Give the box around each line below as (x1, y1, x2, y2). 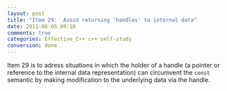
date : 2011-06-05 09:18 (7, 23, 76, 30)
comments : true (7, 29, 51, 37)
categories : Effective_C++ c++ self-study (7, 36, 132, 43)
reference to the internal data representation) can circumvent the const (7, 68, 210, 77)
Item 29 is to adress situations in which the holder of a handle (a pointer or (7, 61, 220, 69)
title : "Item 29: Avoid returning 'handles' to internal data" (7, 17, 197, 23)
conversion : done (7, 42, 58, 49)
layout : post (7, 10, 45, 17)
